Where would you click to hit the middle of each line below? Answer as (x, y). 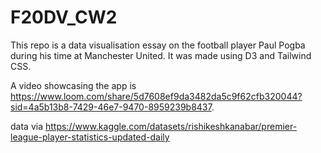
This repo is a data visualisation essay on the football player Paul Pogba (158, 45)
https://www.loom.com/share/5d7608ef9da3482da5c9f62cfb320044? (156, 96)
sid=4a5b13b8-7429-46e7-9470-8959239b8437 (111, 107)
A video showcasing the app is (73, 85)
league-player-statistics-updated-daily (90, 137)
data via (27, 126)
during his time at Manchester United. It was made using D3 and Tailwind (161, 55)
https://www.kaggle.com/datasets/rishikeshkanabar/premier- (171, 126)
